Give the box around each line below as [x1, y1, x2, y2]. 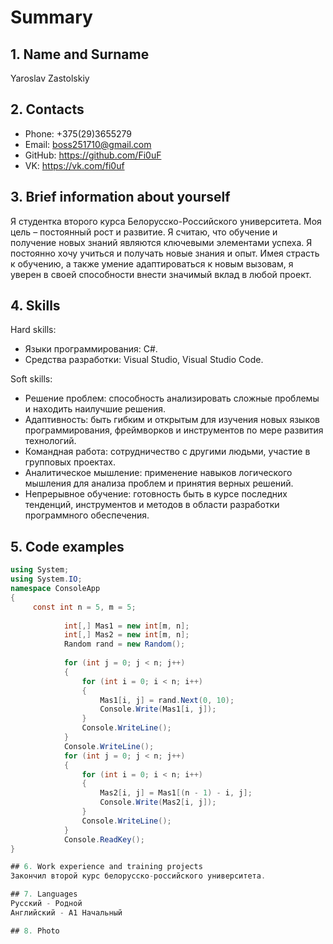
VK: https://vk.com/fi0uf [24, 159, 125, 171]
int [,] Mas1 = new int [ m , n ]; [63, 621, 190, 631]
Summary [10, 6, 93, 29]
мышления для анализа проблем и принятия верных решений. [24, 477, 294, 490]
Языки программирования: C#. [24, 343, 158, 355]
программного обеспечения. [24, 509, 150, 521]
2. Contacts [10, 101, 85, 118]
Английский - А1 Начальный [10, 907, 123, 918]
